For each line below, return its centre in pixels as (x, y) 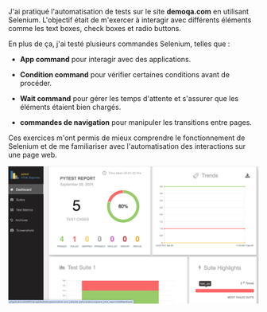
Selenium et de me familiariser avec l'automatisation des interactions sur (127, 146)
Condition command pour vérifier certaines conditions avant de (125, 74)
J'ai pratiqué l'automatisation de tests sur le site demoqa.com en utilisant (128, 12)
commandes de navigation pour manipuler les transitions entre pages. (136, 122)
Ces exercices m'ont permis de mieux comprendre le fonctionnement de (127, 138)
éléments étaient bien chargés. (70, 107)
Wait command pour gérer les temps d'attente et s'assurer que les (129, 98)
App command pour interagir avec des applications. (105, 59)
